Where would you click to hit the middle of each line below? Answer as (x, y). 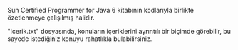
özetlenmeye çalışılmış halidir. (51, 18)
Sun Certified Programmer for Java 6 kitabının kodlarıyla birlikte (101, 10)
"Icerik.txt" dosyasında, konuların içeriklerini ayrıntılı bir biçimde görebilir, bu (119, 31)
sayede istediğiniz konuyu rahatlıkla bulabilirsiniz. (80, 39)
